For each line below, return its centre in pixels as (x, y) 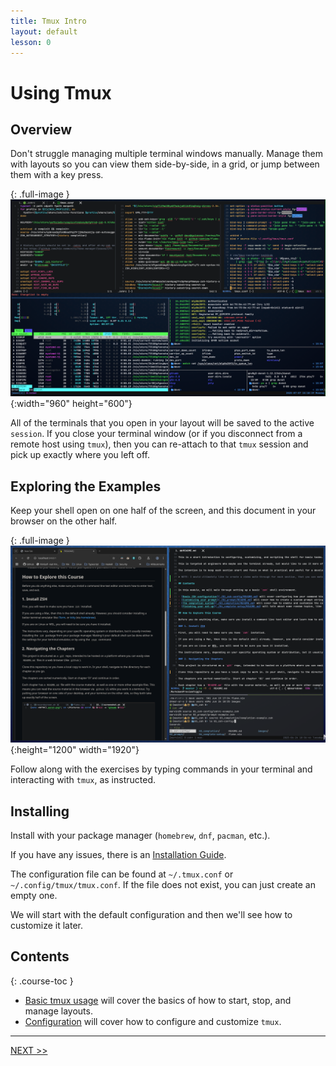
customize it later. (46, 925)
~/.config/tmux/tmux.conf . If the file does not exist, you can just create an (163, 884)
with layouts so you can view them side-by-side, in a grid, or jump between (165, 164)
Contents (40, 956)
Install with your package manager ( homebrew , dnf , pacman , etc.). (140, 835)
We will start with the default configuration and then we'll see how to (151, 914)
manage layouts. (58, 1011)
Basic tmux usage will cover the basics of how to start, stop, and (158, 1000)
